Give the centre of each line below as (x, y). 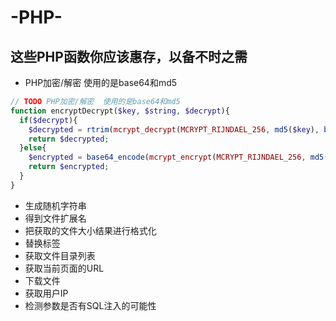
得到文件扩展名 (55, 218)
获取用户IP (46, 293)
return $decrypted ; (69, 139)
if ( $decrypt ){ (48, 120)
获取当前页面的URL (64, 268)
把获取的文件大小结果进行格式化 (90, 230)
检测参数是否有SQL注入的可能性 (90, 305)
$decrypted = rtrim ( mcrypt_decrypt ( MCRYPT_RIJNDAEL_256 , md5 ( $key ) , (174, 129)
